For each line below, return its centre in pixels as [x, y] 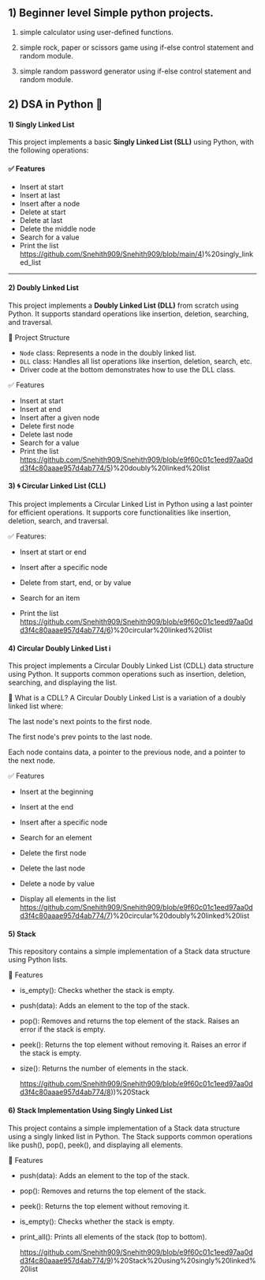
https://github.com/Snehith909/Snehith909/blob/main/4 [111, 254]
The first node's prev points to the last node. [80, 737]
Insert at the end [46, 807]
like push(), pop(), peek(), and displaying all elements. [95, 1145]
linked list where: [35, 706]
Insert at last [40, 195]
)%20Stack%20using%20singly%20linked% [183, 1260]
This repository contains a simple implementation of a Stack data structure [129, 951]
